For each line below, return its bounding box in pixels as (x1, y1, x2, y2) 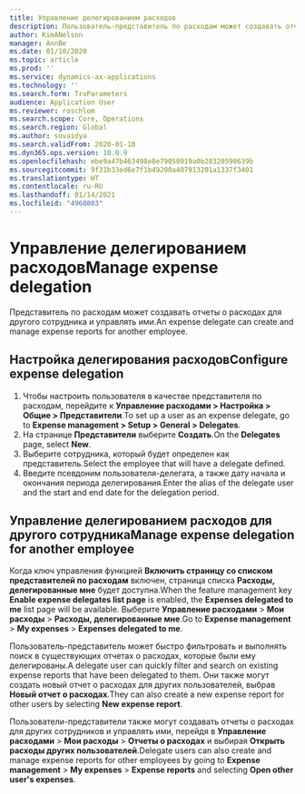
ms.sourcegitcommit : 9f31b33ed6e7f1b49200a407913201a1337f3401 (9, 165, 254, 174)
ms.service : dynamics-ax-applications (9, 73, 156, 82)
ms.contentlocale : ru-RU (9, 182, 103, 191)
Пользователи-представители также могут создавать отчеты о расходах (9, 716, 295, 727)
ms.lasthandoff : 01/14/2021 (9, 191, 116, 200)
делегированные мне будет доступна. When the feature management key (9, 584, 292, 595)
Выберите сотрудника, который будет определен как (22, 448, 230, 459)
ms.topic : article (9, 55, 79, 64)
